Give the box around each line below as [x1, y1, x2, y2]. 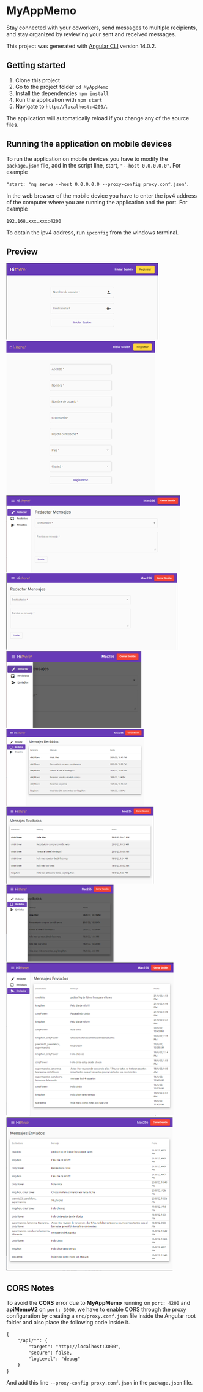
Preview [6, 246, 39, 257]
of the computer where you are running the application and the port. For [6, 198, 188, 206]
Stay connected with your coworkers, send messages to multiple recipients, [6, 24, 197, 31]
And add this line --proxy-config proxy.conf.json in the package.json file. [6, 1379, 193, 1386]
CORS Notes [6, 1283, 54, 1293]
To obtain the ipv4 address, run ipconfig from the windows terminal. [6, 228, 179, 236]
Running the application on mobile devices [6, 139, 172, 149]
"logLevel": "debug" [28, 1356, 81, 1363]
